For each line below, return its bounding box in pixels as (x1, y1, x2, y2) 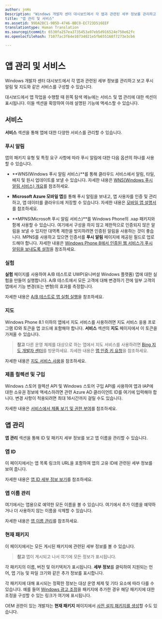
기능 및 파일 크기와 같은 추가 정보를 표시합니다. (16, 570, 104, 576)
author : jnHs (5, 7, 31, 12)
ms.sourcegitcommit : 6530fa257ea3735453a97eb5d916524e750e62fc (5, 30, 135, 34)
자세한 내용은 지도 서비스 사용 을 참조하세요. (5, 358, 87, 364)
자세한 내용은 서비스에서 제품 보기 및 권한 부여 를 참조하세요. (5, 405, 118, 411)
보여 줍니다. (5, 466, 28, 472)
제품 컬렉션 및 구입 (5, 371, 45, 378)
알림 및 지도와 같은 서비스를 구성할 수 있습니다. (5, 83, 93, 90)
